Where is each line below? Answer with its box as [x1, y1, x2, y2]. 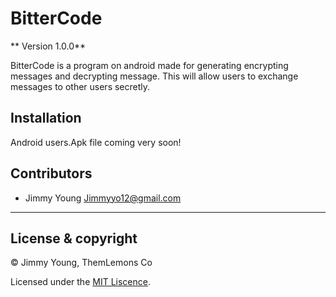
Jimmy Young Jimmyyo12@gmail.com [24, 192, 182, 204]
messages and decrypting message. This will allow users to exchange [10, 70, 299, 82]
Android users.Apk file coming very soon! [10, 136, 182, 148]
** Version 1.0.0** [10, 40, 87, 52]
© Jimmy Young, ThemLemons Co [10, 257, 153, 269]
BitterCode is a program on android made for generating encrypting [10, 59, 289, 71]
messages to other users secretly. [10, 80, 151, 92]
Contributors [10, 165, 93, 182]
